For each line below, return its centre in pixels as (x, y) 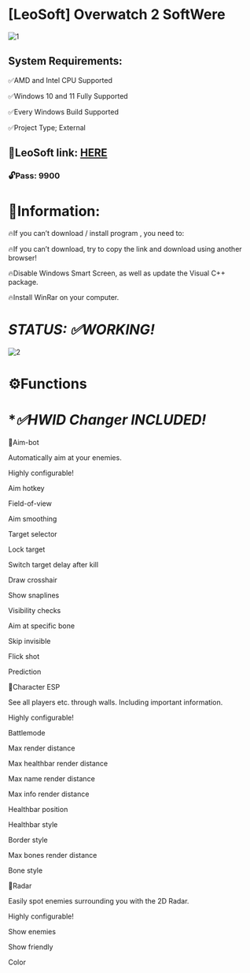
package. (23, 282)
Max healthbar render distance (58, 764)
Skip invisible (29, 642)
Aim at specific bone (42, 626)
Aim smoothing (33, 519)
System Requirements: (65, 61)
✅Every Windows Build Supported (64, 111)
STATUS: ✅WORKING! (82, 330)
